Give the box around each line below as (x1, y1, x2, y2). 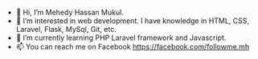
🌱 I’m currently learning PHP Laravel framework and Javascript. (15, 33, 227, 42)
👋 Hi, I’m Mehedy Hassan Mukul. (15, 8, 125, 17)
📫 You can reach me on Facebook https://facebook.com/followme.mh (15, 42, 250, 51)
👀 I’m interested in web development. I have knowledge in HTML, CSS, (15, 16, 249, 26)
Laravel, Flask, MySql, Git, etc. (15, 25, 117, 33)
